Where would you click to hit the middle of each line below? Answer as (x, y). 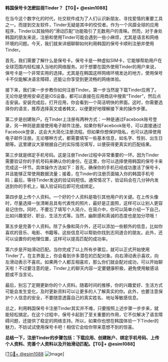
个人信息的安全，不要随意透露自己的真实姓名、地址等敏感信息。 (75, 298)
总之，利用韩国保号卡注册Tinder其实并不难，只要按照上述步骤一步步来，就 (82, 308)
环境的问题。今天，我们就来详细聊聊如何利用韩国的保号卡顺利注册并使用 (79, 44)
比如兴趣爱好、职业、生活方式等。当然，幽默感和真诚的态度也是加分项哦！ (82, 216)
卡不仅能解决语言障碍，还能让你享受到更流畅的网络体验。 (64, 79)
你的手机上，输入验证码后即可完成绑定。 (55, 186)
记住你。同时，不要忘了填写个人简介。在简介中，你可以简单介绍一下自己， (86, 209)
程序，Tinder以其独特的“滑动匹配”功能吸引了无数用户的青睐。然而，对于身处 (84, 31)
